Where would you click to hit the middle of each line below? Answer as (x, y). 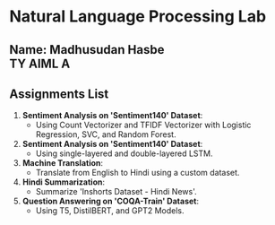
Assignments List (59, 94)
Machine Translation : (63, 163)
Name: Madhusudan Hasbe (87, 50)
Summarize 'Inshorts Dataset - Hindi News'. (116, 192)
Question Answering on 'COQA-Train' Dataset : (111, 201)
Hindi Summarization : (64, 182)
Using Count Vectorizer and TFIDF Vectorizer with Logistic (143, 125)
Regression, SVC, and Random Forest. (106, 134)
